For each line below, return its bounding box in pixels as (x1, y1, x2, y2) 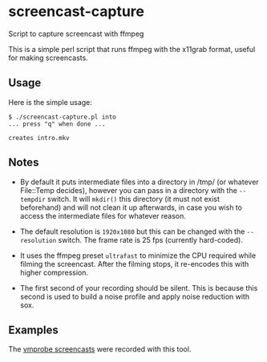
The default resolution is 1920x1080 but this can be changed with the (19, 227, 245, 236)
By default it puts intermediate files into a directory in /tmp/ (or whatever (19, 177, 259, 187)
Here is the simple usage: (8, 97, 92, 107)
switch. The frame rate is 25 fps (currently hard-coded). (58, 235, 243, 244)
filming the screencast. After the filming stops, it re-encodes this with (19, 259, 249, 268)
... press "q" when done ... (8, 119, 106, 128)
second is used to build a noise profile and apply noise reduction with (19, 292, 250, 301)
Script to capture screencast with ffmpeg (8, 29, 144, 38)
